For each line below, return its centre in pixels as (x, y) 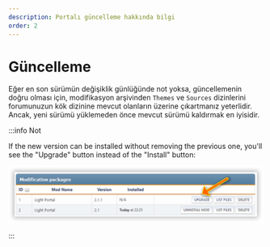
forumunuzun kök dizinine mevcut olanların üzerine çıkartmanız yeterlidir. (130, 106)
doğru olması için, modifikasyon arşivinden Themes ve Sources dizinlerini (127, 98)
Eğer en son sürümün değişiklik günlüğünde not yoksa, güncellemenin (125, 89)
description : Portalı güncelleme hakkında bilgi (92, 17)
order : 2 (23, 26)
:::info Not (25, 130)
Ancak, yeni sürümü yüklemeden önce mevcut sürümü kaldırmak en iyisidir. (134, 115)
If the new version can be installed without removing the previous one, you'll (135, 147)
